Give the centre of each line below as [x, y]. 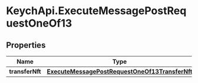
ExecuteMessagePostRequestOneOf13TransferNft [120, 72]
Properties [26, 45]
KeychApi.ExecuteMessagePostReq [96, 11]
